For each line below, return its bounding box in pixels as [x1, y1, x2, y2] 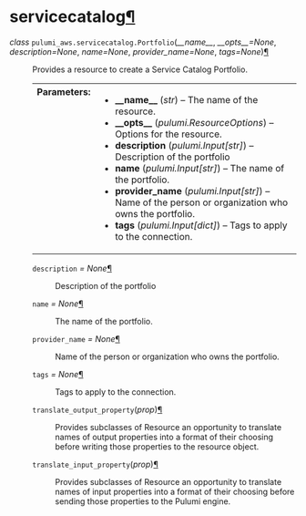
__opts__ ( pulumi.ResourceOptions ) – [115, 116, 274, 129]
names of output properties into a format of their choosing [55, 431, 274, 442]
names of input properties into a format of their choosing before [55, 486, 295, 497]
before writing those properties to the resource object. [55, 440, 260, 452]
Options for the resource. [115, 128, 223, 140]
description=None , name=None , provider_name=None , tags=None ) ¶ [9, 46, 270, 57]
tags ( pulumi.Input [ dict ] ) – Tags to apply [115, 219, 288, 232]
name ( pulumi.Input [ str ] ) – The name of [115, 161, 285, 174]
